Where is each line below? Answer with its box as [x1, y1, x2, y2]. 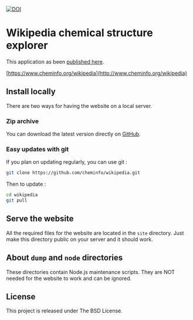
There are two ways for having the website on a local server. [6, 102, 153, 109]
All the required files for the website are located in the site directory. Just [6, 229, 184, 236]
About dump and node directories [6, 253, 123, 263]
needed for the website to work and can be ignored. [6, 275, 132, 282]
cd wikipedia [6, 192, 38, 198]
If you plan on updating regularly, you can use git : [6, 159, 127, 166]
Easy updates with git [6, 145, 69, 153]
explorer [6, 39, 48, 52]
